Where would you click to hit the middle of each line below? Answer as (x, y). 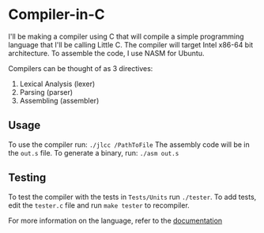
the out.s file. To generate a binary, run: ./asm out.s (94, 152)
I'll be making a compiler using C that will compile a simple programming (126, 36)
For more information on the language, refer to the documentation (115, 220)
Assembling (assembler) (59, 100)
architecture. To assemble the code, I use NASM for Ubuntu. (106, 53)
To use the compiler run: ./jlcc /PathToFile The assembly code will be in (129, 145)
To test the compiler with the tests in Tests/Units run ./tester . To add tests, (132, 197)
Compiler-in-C (57, 15)
